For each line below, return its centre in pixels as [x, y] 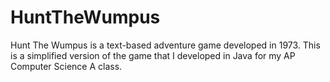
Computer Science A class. [66, 66]
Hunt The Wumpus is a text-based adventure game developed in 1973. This [165, 45]
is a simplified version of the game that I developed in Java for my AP [153, 55]
